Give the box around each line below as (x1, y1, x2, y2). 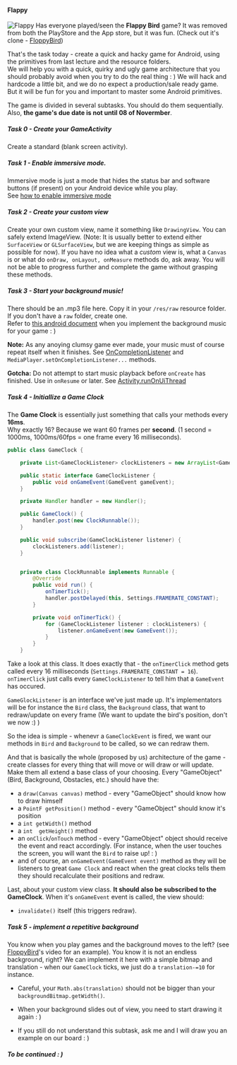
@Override (32, 575, 61, 582)
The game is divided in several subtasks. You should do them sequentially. (7, 101, 224, 109)
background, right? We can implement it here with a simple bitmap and (7, 956, 213, 964)
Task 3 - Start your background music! (7, 286, 123, 295)
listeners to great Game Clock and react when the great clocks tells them (17, 864, 226, 872)
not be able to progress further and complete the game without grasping (7, 263, 218, 272)
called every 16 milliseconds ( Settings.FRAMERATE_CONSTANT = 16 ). (7, 667, 198, 676)
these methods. (7, 270, 53, 279)
